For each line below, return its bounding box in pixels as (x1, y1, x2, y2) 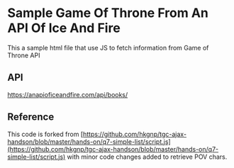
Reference (7, 111, 55, 123)
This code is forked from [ (7, 130, 84, 138)
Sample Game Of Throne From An (7, 5, 209, 21)
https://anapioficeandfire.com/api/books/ (7, 90, 128, 99)
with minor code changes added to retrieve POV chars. (67, 152, 228, 161)
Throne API (7, 51, 40, 60)
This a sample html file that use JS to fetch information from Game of (7, 43, 209, 52)
